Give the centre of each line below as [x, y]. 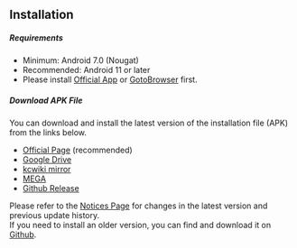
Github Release [51, 188]
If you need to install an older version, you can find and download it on [140, 225]
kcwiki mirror [46, 170]
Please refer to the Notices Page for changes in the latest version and [139, 206]
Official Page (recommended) [77, 150]
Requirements [36, 37]
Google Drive [47, 160]
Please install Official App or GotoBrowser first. [110, 79]
